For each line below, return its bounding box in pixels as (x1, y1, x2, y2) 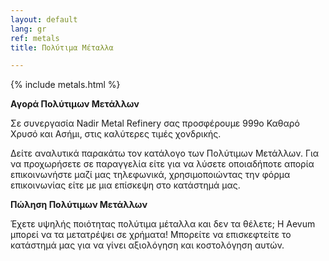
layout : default (10, 14, 78, 25)
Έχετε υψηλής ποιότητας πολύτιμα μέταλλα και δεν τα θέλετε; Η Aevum (10, 218, 316, 230)
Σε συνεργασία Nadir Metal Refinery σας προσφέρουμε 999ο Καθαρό (10, 117, 300, 130)
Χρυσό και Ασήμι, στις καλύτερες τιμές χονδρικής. (10, 128, 222, 140)
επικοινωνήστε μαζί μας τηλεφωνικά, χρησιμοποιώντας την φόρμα (10, 169, 291, 181)
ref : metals (10, 33, 60, 43)
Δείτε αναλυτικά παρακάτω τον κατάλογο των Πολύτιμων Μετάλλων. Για (10, 147, 320, 160)
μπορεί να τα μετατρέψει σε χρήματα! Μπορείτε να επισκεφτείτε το (10, 229, 292, 241)
